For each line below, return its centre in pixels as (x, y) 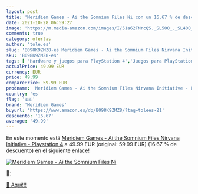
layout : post (22, 11)
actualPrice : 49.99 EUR (35, 66)
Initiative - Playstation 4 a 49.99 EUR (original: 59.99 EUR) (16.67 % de (91, 144)
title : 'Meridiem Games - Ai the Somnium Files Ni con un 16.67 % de (93, 17)
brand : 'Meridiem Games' (37, 105)
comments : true (25, 34)
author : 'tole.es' (29, 45)
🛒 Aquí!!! (16, 185)
